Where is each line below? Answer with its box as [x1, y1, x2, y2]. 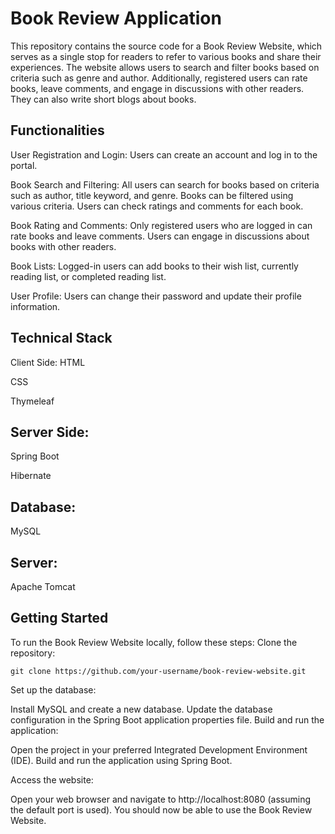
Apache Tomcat [10, 581, 76, 592]
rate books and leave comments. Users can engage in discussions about [10, 230, 310, 242]
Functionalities [10, 122, 105, 139]
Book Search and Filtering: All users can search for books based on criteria [10, 178, 320, 191]
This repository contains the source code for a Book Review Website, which [10, 40, 323, 52]
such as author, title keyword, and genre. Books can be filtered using [10, 189, 294, 201]
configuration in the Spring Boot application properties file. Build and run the [10, 713, 325, 726]
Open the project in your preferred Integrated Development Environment [10, 743, 308, 756]
